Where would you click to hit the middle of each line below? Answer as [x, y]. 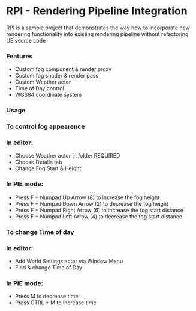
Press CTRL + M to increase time [56, 303]
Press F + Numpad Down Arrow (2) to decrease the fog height [92, 203]
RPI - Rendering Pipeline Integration [97, 11]
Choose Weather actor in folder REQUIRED [67, 156]
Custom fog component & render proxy [63, 69]
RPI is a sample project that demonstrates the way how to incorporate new [98, 28]
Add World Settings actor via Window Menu [69, 261]
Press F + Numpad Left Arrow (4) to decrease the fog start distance [99, 216]
